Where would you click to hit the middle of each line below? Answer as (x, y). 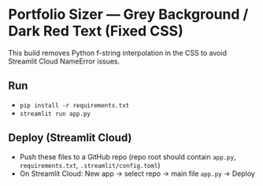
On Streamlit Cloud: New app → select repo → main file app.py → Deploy (137, 173)
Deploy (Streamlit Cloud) (70, 138)
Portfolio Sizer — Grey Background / (128, 15)
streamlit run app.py (55, 114)
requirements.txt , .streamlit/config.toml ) (90, 165)
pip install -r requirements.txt (74, 105)
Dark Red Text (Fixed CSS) (96, 31)
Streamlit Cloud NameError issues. (64, 61)
